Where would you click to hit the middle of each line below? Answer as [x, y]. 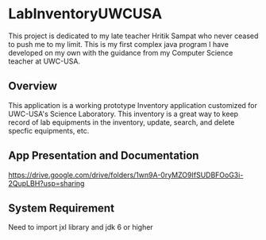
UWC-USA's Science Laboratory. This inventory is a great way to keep [123, 114]
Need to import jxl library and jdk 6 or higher [81, 227]
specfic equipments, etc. [49, 130]
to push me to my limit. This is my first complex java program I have [118, 44]
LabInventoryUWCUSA [85, 14]
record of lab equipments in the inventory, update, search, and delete [121, 122]
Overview [33, 86]
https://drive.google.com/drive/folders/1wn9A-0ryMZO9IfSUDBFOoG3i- [126, 175]
